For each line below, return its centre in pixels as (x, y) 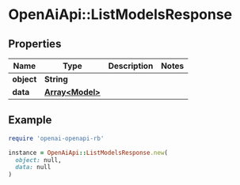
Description (131, 66)
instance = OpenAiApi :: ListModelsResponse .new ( (88, 153)
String (57, 79)
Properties (35, 44)
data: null (33, 168)
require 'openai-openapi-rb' (56, 138)
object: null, (38, 160)
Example (30, 120)
